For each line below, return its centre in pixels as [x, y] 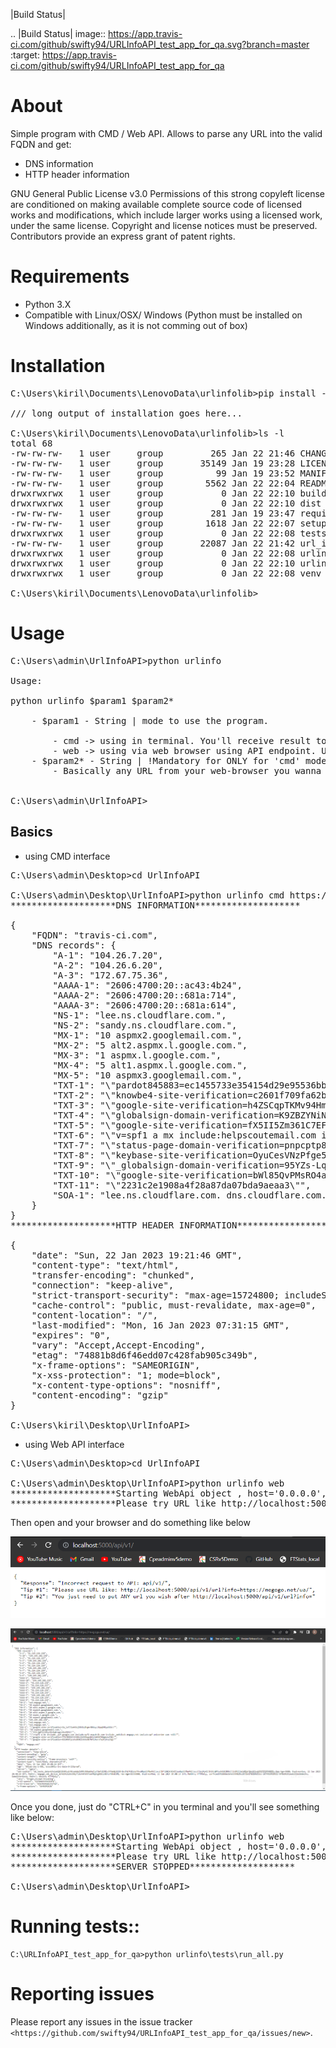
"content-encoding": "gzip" [100, 1395]
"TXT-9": [73, 1165]
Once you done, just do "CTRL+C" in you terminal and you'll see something [165, 1807]
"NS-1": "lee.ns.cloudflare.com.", [139, 1015]
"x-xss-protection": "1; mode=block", [126, 1375]
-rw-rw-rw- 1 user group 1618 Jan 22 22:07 [153, 523]
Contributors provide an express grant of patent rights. [123, 236]
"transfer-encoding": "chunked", [113, 1275]
